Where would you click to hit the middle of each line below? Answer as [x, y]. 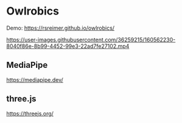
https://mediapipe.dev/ [35, 79]
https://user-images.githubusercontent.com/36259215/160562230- [91, 39]
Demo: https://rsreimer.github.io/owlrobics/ [60, 28]
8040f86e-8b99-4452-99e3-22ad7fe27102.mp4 [68, 46]
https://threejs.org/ [30, 113]
